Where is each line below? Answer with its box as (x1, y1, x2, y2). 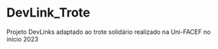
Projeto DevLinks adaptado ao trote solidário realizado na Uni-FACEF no (6, 28, 211, 36)
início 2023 (6, 35, 39, 43)
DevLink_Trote (6, 5, 90, 21)
